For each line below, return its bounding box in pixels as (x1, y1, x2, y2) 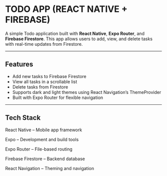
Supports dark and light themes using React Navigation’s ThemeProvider (12, 89, 162, 95)
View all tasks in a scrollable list (12, 79, 78, 85)
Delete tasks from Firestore (12, 84, 69, 90)
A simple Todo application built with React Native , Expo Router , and (5, 30, 145, 36)
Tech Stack (5, 113, 41, 122)
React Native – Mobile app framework (5, 127, 83, 133)
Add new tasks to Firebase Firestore (12, 73, 86, 79)
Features (5, 60, 33, 69)
